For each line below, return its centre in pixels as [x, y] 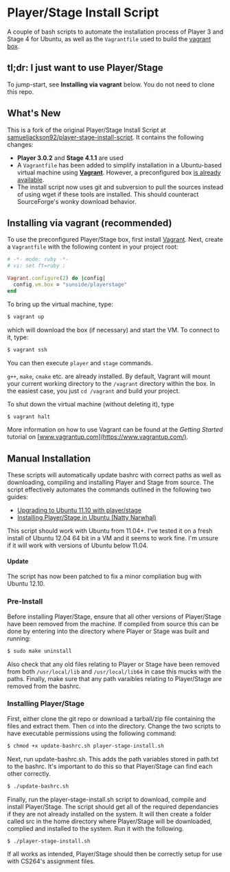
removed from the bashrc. [44, 686]
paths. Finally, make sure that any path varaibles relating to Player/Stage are [114, 678]
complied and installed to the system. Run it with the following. [95, 828]
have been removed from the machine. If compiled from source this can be [113, 623]
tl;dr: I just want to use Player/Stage [85, 68]
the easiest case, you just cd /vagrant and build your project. [94, 391]
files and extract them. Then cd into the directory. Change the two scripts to [114, 726]
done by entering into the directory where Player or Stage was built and [108, 631]
